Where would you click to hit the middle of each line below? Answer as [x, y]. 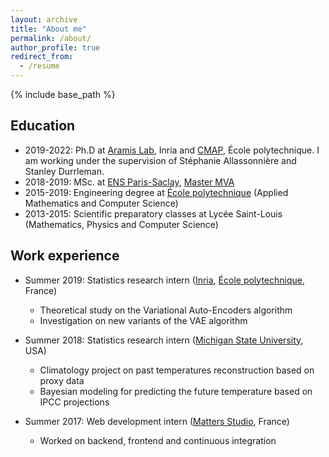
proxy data [62, 380]
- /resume [39, 66]
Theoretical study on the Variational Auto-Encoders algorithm [166, 310]
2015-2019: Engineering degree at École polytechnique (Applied [156, 192]
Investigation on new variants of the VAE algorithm [143, 320]
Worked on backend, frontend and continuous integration [158, 440]
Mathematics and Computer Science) [101, 203]
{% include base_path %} [63, 94]
